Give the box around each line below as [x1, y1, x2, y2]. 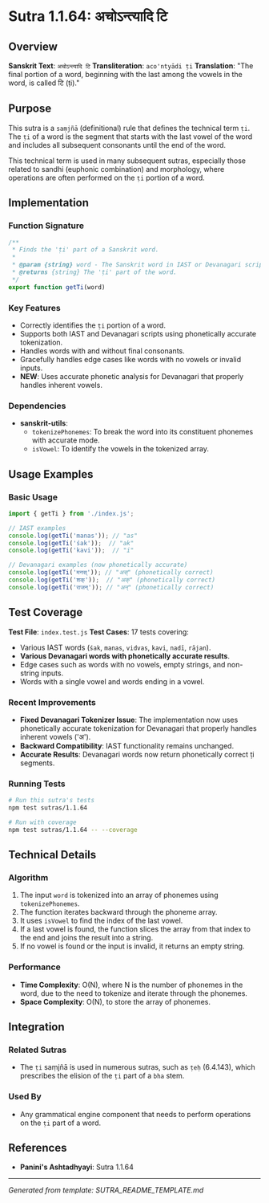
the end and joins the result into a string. [19, 933, 154, 943]
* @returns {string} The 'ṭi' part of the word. [11, 268, 178, 276]
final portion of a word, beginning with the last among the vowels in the [8, 70, 243, 79]
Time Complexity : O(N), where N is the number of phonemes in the [19, 980, 243, 989]
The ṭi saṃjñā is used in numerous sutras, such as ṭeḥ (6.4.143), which [19, 1062, 255, 1072]
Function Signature [8, 220, 84, 231]
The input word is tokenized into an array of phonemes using [19, 891, 219, 900]
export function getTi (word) [8, 283, 106, 292]
